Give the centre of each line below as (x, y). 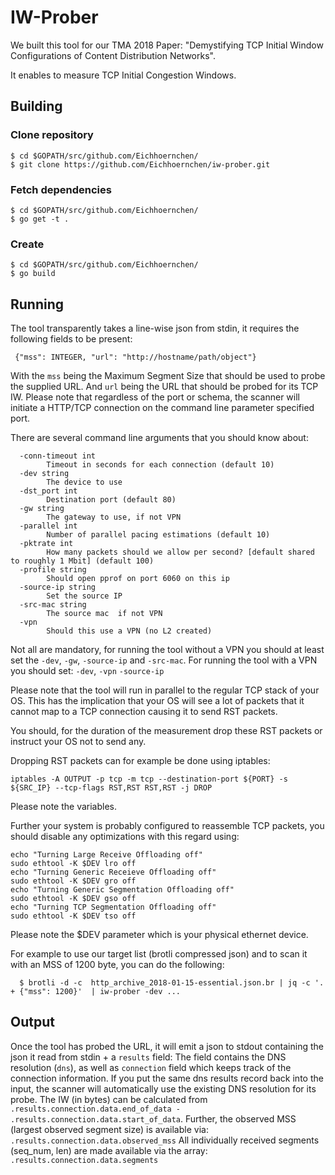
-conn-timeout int (58, 456)
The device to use (84, 482)
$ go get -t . (40, 219)
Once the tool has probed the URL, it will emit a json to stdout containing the (167, 1046)
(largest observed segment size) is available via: (109, 1129)
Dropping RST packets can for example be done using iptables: (140, 761)
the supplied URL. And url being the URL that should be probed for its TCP (164, 387)
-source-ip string (58, 587)
